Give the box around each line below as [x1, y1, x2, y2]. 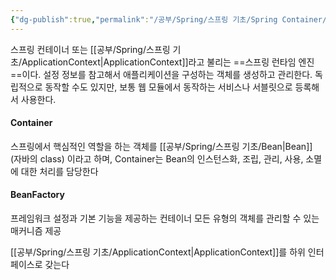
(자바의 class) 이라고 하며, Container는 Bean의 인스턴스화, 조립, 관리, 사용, [10, 152, 304, 165]
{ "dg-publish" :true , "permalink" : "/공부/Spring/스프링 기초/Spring [10, 14, 278, 25]
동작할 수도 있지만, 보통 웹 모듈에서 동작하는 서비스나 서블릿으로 [44, 81, 293, 93]
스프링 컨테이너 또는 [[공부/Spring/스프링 [10, 43, 171, 55]
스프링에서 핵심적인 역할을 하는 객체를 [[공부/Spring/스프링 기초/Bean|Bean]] [10, 140, 313, 152]
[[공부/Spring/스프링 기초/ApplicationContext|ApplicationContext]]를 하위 [10, 246, 306, 258]
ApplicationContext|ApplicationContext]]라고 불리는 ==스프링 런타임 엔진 [21, 56, 315, 68]
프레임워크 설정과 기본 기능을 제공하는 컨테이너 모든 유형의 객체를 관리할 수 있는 [10, 212, 320, 225]
